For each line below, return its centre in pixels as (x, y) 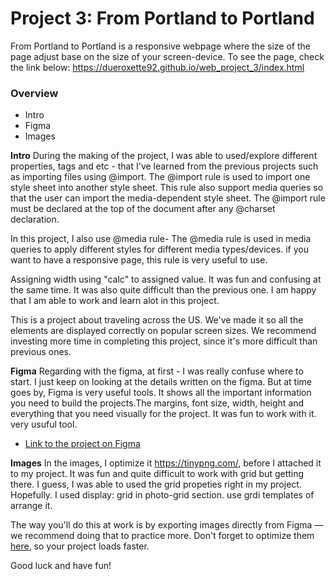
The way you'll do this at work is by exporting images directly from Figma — (167, 525)
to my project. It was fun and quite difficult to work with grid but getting (157, 474)
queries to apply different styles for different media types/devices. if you (159, 249)
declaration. (35, 219)
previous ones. (41, 352)
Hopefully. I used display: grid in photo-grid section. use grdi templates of (162, 495)
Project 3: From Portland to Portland (162, 18)
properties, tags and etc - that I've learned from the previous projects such (164, 166)
